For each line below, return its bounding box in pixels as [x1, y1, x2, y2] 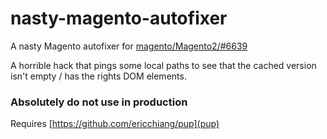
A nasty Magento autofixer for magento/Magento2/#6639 [10, 40, 248, 52]
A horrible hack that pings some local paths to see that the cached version [10, 59, 317, 71]
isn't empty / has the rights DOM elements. [10, 70, 187, 82]
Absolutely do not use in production [10, 95, 188, 109]
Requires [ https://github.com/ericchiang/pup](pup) [10, 118, 220, 130]
